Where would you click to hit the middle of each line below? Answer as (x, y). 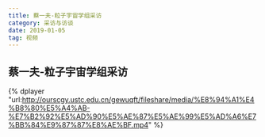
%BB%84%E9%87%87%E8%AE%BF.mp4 (79, 125)
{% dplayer (27, 91)
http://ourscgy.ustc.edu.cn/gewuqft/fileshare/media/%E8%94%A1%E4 (138, 100)
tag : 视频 (23, 38)
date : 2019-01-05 (37, 30)
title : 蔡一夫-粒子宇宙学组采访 (55, 15)
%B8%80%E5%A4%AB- (49, 108)
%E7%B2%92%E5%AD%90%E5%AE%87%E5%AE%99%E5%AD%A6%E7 (132, 116)
